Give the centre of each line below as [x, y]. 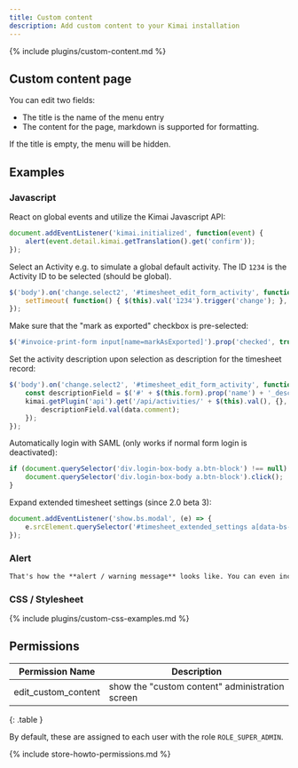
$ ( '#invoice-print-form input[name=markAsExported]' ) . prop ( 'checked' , [142, 342]
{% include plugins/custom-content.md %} [88, 51]
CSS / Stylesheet [47, 599]
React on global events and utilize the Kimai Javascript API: [118, 217]
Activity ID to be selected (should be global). [90, 276]
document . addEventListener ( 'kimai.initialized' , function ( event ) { [137, 233]
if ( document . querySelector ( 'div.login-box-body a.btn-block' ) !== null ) [149, 469]
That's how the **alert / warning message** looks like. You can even [142, 576]
